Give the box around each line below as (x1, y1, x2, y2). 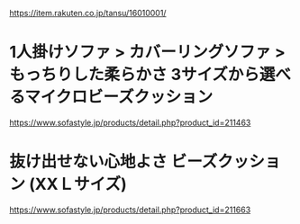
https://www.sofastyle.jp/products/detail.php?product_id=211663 (9, 204, 251, 215)
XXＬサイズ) (34, 175, 128, 194)
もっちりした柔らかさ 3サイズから (9, 65, 259, 85)
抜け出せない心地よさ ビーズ (9, 152, 218, 172)
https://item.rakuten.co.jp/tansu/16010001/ (9, 8, 167, 18)
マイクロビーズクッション (23, 87, 214, 107)
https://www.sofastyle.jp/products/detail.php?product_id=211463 (9, 117, 251, 128)
